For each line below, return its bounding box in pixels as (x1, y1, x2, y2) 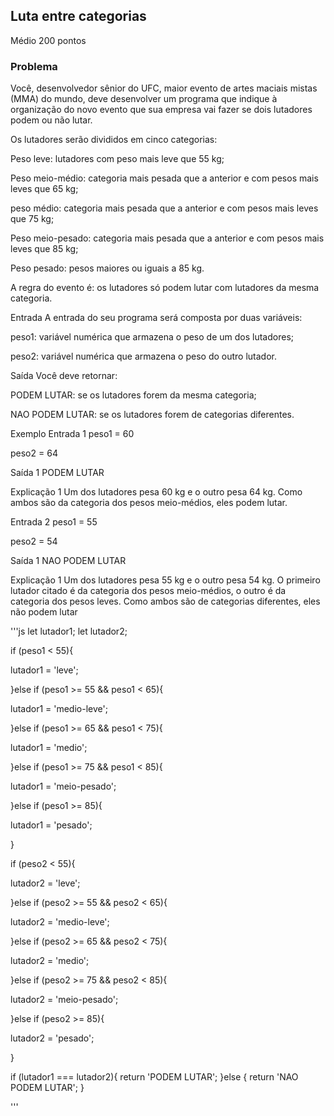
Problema (10, 59, 58, 73)
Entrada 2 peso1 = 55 (10, 516, 98, 528)
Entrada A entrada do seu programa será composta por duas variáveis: (10, 312, 303, 324)
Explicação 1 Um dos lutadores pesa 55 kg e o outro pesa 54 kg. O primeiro (10, 574, 321, 586)
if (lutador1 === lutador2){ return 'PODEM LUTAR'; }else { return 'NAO (10, 1071, 299, 1083)
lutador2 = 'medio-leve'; (10, 916, 110, 928)
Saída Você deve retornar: (10, 370, 118, 382)
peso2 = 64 (10, 447, 58, 459)
